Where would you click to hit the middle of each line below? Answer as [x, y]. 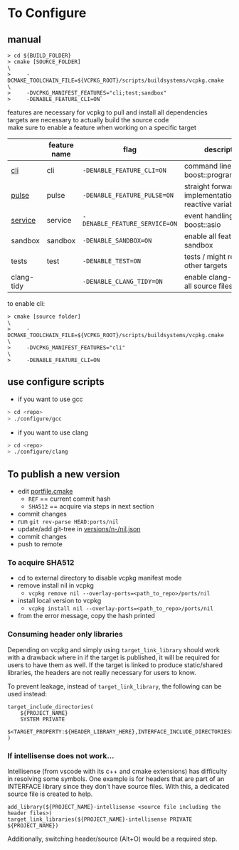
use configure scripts [56, 382]
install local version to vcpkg [59, 601]
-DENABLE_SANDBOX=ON [117, 241]
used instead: [27, 694]
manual [24, 39]
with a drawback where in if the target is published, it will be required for [113, 657]
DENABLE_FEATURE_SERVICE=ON [130, 224]
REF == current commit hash [69, 499]
